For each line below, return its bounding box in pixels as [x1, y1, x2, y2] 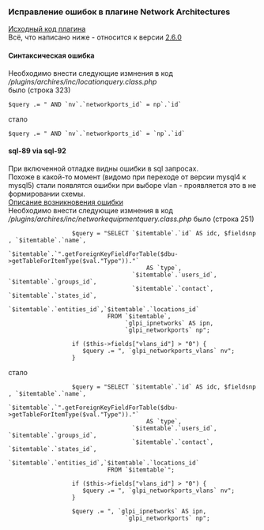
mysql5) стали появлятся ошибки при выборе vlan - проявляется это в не [8, 180, 257, 190]
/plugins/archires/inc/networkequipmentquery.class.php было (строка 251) [8, 214, 255, 224]
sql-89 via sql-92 [8, 146, 67, 156]
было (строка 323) [8, 85, 71, 95]
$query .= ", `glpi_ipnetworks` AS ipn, [71, 507, 207, 515]
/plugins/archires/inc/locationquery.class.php [8, 77, 157, 86]
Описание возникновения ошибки [8, 197, 124, 207]
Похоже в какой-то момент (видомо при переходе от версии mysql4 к [8, 172, 247, 182]
